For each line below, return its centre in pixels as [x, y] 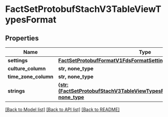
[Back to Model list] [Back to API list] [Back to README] [62, 110]
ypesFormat [31, 20]
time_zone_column [30, 77]
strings [16, 91]
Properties [22, 38]
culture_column [27, 68]
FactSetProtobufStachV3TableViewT [83, 9]
